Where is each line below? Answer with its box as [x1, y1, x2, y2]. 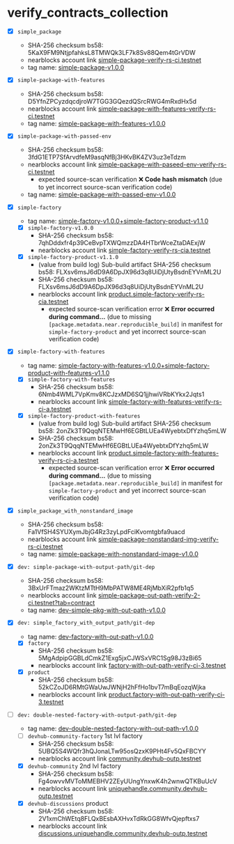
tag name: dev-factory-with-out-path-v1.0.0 [27, 632, 154, 641]
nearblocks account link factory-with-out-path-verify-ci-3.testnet [38, 662, 226, 670]
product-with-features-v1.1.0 [27, 368, 110, 377]
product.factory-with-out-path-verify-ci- [108, 691, 225, 699]
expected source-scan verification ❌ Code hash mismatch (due [38, 175, 223, 184]
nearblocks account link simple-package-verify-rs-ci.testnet [27, 56, 202, 64]
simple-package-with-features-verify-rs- [97, 104, 217, 113]
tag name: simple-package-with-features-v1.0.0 [27, 119, 166, 127]
